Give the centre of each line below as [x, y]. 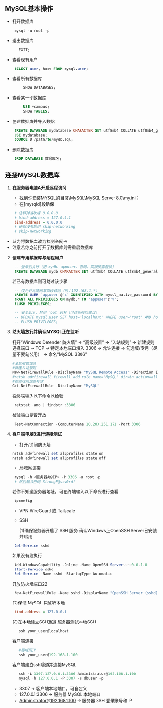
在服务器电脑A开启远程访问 [39, 188]
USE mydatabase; [31, 135]
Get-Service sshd [32, 546]
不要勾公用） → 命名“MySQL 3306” [52, 354]
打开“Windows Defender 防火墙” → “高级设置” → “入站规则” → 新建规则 [83, 342]
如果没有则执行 [27, 555]
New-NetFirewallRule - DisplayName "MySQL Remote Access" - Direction [83, 372]
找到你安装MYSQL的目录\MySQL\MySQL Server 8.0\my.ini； [80, 198]
